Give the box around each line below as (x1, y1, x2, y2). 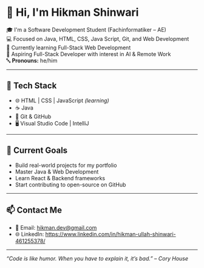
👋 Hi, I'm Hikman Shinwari (6, 5, 139, 19)
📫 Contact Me (6, 205, 63, 215)
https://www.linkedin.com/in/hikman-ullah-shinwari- (45, 231, 176, 238)
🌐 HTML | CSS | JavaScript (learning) (15, 97, 109, 104)
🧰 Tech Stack (6, 80, 57, 91)
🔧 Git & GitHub (15, 113, 52, 120)
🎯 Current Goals (6, 146, 68, 156)
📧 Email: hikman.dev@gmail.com (15, 224, 97, 231)
